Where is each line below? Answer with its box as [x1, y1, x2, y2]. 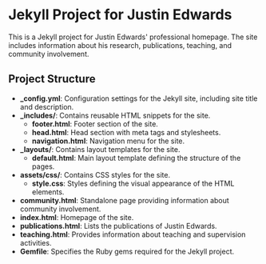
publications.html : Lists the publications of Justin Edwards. [19, 221, 217, 230]
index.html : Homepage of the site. [19, 212, 134, 222]
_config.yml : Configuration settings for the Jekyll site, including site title [19, 94, 258, 103]
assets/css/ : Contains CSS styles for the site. [19, 170, 170, 179]
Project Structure [8, 72, 96, 86]
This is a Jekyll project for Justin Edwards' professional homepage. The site [8, 32, 258, 42]
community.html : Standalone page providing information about [19, 195, 229, 205]
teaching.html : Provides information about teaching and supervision [19, 230, 246, 239]
